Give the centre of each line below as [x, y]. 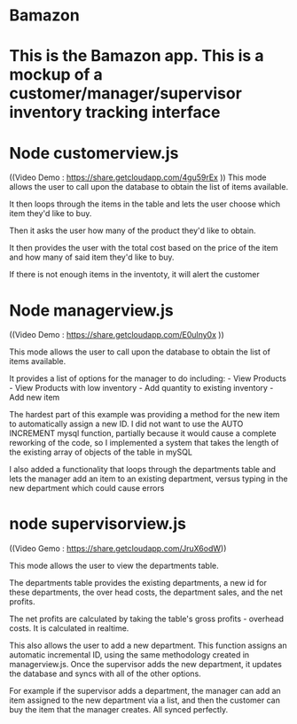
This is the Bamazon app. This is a [137, 56]
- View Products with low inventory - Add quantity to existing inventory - [141, 388]
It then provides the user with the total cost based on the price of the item [144, 248]
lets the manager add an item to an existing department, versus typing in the [148, 479]
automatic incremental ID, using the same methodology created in [129, 655]
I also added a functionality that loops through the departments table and [143, 470]
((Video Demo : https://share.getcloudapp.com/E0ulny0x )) [117, 335]
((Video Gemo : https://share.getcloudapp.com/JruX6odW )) [118, 549]
